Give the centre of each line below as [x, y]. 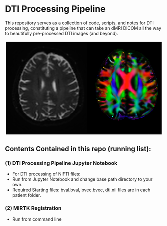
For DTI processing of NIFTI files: [46, 174]
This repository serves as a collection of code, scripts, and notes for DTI [79, 23]
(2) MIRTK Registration [33, 208]
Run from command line [37, 219]
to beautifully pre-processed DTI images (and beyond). [62, 33]
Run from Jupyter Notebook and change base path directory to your [82, 179]
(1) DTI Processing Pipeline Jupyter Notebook [61, 163]
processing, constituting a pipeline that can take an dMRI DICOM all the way [83, 28]
